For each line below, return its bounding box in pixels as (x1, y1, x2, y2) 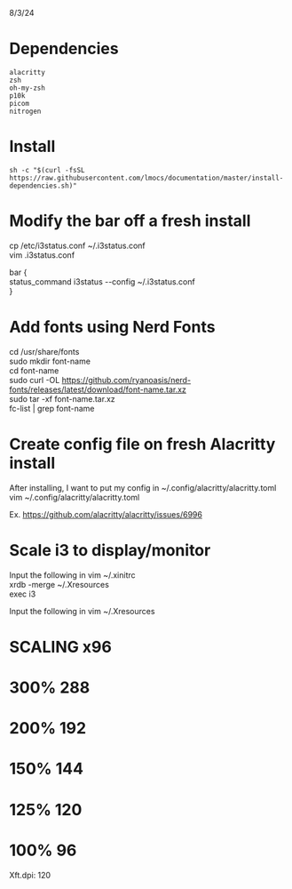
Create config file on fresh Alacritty (9, 434, 276, 454)
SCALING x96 (9, 637, 113, 657)
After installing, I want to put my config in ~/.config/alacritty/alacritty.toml (9, 482, 277, 493)
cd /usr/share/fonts (9, 346, 80, 356)
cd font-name (9, 364, 59, 376)
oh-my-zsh (9, 84, 46, 92)
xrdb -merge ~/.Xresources (9, 579, 109, 589)
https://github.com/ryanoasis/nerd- (61, 374, 192, 385)
